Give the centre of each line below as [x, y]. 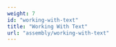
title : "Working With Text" [48, 26]
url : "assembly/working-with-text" [58, 33]
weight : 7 [21, 13]
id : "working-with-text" [43, 20]
